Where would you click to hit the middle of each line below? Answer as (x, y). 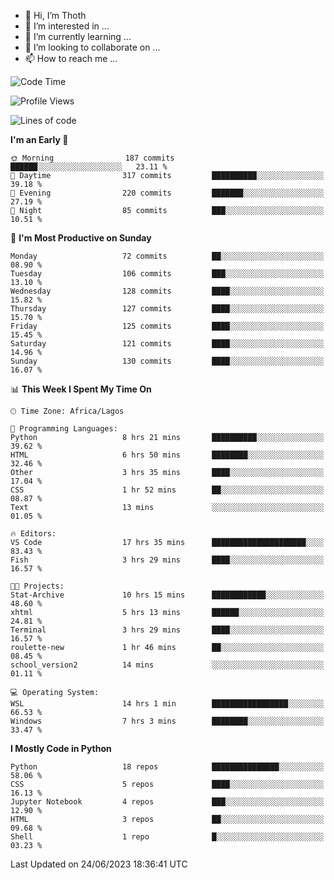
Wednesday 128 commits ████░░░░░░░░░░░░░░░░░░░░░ (167, 291)
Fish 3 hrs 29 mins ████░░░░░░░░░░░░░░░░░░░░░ (167, 560)
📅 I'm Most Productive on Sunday (81, 238)
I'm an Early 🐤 (39, 139)
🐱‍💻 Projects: (37, 586)
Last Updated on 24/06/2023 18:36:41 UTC (99, 864)
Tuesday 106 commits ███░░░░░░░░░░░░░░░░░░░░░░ (167, 274)
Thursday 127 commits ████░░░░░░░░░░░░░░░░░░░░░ (167, 309)
